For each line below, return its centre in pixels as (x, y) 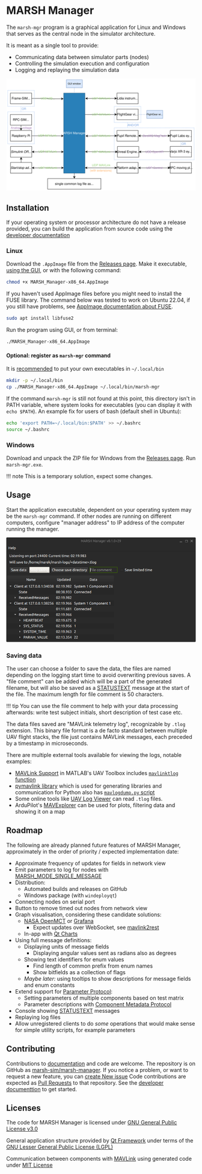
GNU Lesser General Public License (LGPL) (60, 1147)
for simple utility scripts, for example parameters (75, 1030)
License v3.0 (22, 1129)
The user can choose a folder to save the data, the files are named (89, 669)
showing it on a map (40, 812)
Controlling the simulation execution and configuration (82, 63)
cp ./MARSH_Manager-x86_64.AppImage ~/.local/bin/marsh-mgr (83, 387)
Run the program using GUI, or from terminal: (62, 330)
